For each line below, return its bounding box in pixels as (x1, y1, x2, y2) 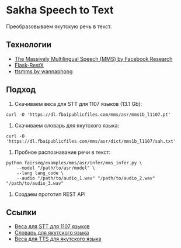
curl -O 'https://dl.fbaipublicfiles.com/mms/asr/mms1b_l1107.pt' (6, 112, 171, 118)
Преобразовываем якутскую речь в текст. (6, 23, 112, 30)
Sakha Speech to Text (6, 4, 114, 17)
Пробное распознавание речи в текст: (14, 149, 111, 156)
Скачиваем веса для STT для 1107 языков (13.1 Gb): (14, 100, 142, 107)
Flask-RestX (14, 61, 44, 68)
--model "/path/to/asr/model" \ (16, 165, 95, 171)
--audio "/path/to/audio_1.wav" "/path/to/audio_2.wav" (16, 175, 156, 181)
